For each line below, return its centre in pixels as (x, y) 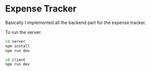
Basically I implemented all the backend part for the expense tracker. (75, 22)
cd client (15, 60)
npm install (17, 46)
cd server (15, 41)
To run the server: (24, 32)
